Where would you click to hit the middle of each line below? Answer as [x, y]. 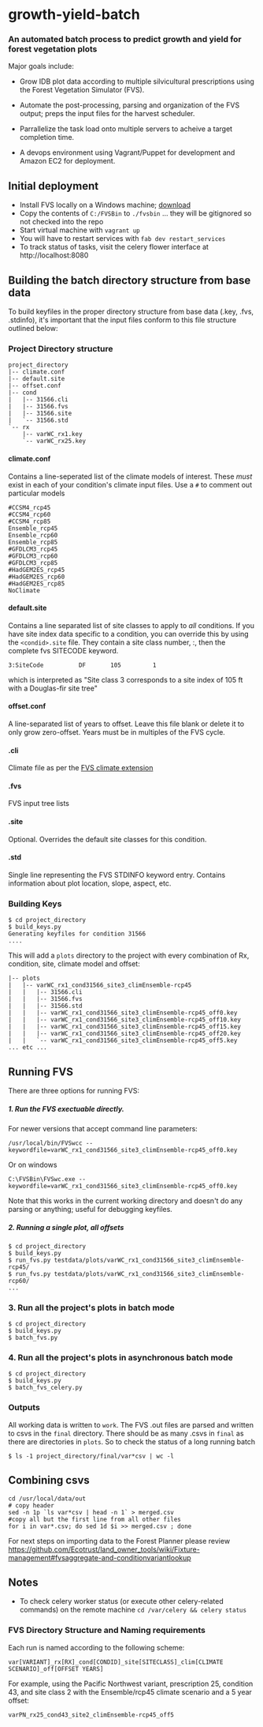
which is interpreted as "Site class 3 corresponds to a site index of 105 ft [126, 679]
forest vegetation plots [53, 49]
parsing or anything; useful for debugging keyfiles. [91, 1209]
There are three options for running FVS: [74, 1090]
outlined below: [33, 329]
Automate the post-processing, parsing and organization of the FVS [130, 105]
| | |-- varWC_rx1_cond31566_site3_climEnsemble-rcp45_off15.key [125, 1027]
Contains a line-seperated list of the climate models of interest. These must [130, 476]
